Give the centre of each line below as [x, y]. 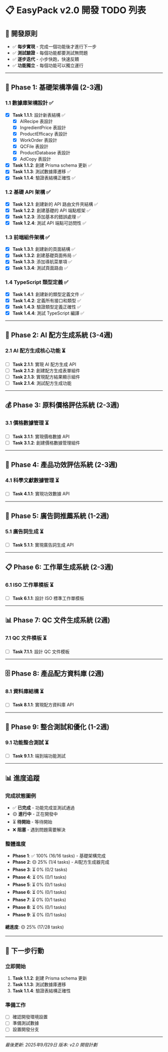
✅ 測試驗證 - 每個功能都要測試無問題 [50, 53]
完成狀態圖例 [21, 796]
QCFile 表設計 [34, 146]
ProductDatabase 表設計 [45, 153]
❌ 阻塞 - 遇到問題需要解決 [39, 829]
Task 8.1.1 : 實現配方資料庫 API [43, 705]
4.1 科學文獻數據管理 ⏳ [32, 480]
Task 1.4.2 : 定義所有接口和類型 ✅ [47, 300]
